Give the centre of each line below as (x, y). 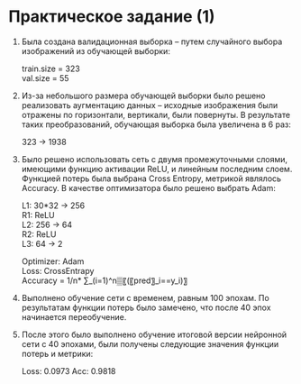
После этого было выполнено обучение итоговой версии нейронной (154, 334)
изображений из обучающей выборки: (96, 50)
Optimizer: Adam (53, 261)
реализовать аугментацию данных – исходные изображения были (150, 105)
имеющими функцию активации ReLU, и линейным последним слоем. (157, 169)
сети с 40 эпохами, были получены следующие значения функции (150, 343)
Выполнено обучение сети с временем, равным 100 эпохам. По (145, 297)
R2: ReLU (39, 234)
